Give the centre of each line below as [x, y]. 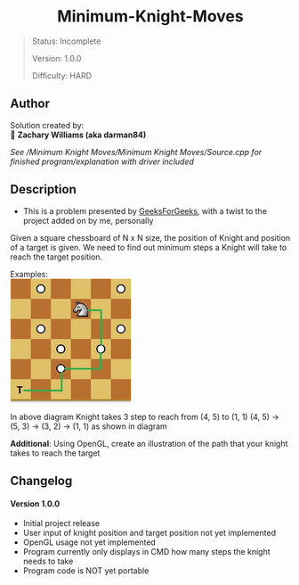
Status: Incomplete [66, 41]
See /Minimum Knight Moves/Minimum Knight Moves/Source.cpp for [136, 152]
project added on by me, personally [88, 220]
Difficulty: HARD [62, 75]
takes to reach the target [55, 453]
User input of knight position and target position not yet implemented [149, 533]
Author [30, 104]
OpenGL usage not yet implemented [89, 542]
